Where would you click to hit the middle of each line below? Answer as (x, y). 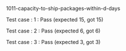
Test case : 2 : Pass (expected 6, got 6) (53, 31)
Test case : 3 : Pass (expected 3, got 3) (53, 42)
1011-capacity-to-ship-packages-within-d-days (63, 8)
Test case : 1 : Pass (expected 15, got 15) (55, 19)
